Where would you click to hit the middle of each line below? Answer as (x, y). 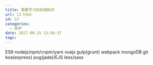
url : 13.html (19, 14)
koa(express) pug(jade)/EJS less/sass (44, 57)
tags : (11, 38)
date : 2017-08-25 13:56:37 (33, 33)
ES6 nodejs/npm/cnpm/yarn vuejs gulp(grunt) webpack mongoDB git (77, 52)
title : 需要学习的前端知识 (30, 10)
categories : (18, 24)
